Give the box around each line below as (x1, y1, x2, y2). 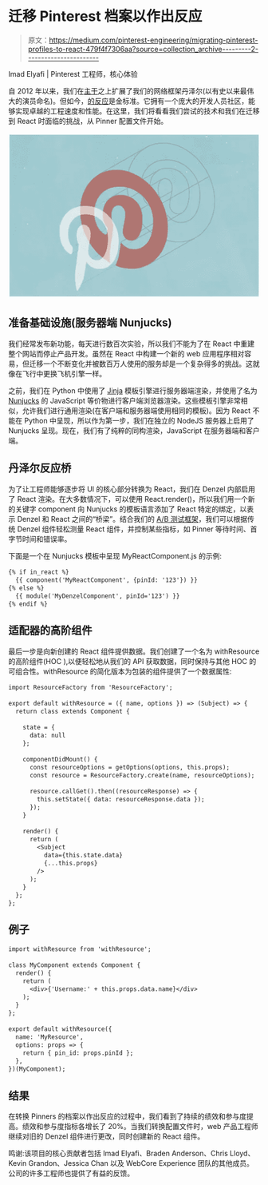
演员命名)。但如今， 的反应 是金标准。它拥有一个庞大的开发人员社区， (22, 96, 249, 105)
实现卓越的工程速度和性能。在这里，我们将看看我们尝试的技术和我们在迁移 (14, 105, 260, 116)
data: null (29, 731, 66, 739)
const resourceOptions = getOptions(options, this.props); (29, 763, 230, 771)
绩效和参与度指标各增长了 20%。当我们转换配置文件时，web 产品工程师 (22, 1122, 258, 1131)
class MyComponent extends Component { (8, 961, 141, 969)
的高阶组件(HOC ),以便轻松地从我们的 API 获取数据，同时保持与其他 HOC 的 (8, 656, 257, 666)
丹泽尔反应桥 (8, 461, 72, 475)
